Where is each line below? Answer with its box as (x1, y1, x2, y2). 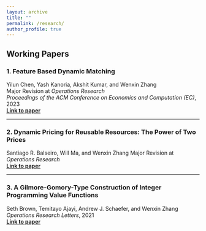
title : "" (6, 15, 32, 21)
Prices (6, 135, 26, 144)
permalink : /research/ (6, 20, 64, 26)
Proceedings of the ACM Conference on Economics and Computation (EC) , (6, 94, 197, 101)
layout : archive (6, 9, 48, 15)
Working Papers (6, 48, 69, 59)
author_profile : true (6, 26, 62, 32)
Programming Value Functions (6, 191, 99, 199)
